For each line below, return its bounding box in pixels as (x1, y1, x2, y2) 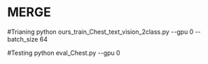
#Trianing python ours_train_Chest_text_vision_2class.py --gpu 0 (7, 27, 194, 36)
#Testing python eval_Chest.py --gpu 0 (7, 49, 120, 57)
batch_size (7, 34, 39, 43)
